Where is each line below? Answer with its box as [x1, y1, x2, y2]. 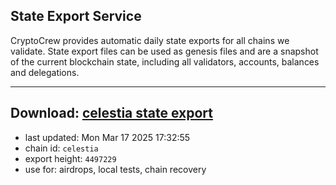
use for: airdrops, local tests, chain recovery [24, 163, 207, 175]
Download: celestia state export [10, 105, 214, 122]
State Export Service [10, 8, 142, 25]
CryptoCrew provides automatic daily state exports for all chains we [10, 34, 290, 46]
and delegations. [10, 66, 80, 78]
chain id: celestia [24, 142, 99, 154]
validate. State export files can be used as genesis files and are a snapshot [10, 45, 319, 57]
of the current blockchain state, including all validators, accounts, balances [10, 55, 320, 68]
